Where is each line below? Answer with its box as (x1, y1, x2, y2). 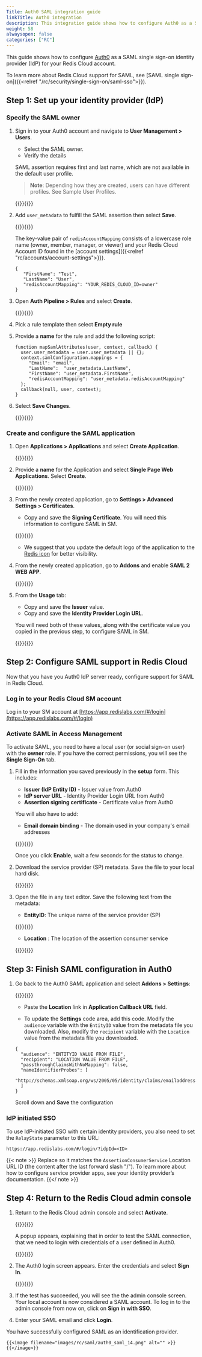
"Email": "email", (28, 360, 75, 366)
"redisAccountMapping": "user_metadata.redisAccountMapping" (28, 375, 185, 382)
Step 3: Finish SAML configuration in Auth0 (6, 964, 173, 974)
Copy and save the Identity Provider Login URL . (23, 609, 144, 617)
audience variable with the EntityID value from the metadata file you (23, 1022, 194, 1029)
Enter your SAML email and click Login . (14, 1317, 113, 1324)
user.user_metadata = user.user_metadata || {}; (20, 349, 145, 355)
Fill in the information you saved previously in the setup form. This (14, 767, 179, 775)
